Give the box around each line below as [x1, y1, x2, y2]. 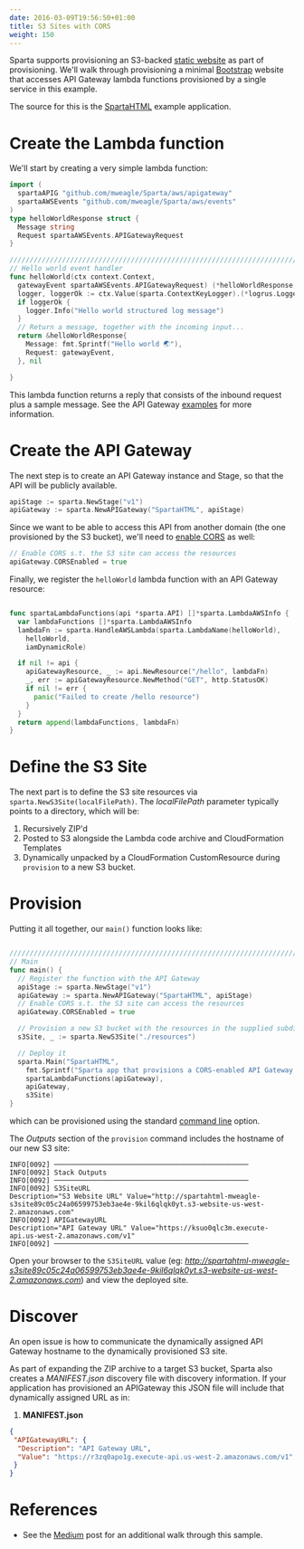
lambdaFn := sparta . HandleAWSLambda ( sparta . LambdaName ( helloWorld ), [17, 625, 281, 634]
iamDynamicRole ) [25, 642, 88, 651]
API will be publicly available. [9, 480, 118, 490]
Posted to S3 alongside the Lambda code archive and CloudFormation [22, 833, 284, 844]
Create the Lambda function [9, 133, 224, 154]
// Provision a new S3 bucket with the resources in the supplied [17, 1024, 273, 1033]
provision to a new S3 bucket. [22, 861, 136, 873]
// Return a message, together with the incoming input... [17, 323, 245, 332]
